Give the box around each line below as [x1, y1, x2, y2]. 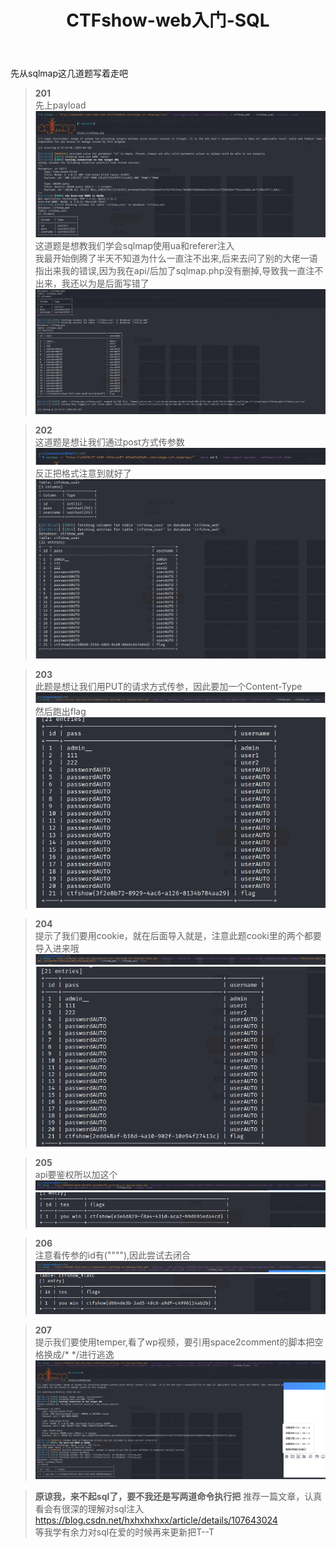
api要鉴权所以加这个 [34, 1168, 118, 1180]
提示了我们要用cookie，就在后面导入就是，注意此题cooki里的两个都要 [34, 929, 322, 941]
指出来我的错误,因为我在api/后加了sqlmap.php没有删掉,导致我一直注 [34, 265, 315, 277]
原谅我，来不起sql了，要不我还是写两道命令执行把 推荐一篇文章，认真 [34, 1490, 323, 1502]
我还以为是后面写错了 [61, 277, 150, 290]
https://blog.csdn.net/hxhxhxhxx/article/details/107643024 [34, 1514, 278, 1526]
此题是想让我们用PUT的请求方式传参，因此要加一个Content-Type [34, 681, 303, 693]
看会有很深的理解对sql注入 [34, 1502, 145, 1515]
